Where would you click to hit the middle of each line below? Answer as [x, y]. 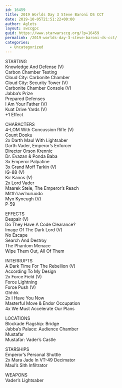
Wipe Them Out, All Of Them [35, 251]
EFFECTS [15, 214]
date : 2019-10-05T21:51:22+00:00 [40, 19]
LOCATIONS [18, 318]
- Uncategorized [26, 47]
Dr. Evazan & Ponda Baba [31, 156]
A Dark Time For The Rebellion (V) [40, 266]
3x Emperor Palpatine [27, 161]
